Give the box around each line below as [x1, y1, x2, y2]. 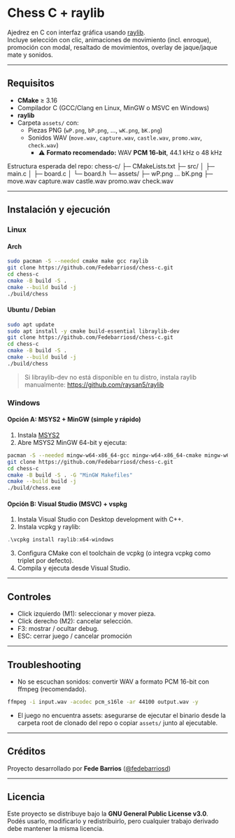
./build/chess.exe [7, 484, 61, 492]
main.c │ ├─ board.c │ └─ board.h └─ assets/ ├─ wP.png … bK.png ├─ [7, 169, 213, 178]
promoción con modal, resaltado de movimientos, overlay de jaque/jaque [7, 43, 218, 51]
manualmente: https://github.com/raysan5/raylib [24, 380, 164, 389]
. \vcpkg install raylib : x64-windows [7, 536, 114, 543]
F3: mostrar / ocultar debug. [17, 625, 99, 633]
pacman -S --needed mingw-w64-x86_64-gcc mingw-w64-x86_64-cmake [7, 451, 201, 459]
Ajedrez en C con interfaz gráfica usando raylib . [7, 28, 145, 36]
